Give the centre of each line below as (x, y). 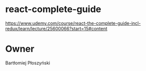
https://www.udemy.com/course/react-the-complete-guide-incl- (73, 23)
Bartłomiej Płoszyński (28, 63)
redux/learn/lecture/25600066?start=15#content (56, 28)
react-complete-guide (53, 9)
